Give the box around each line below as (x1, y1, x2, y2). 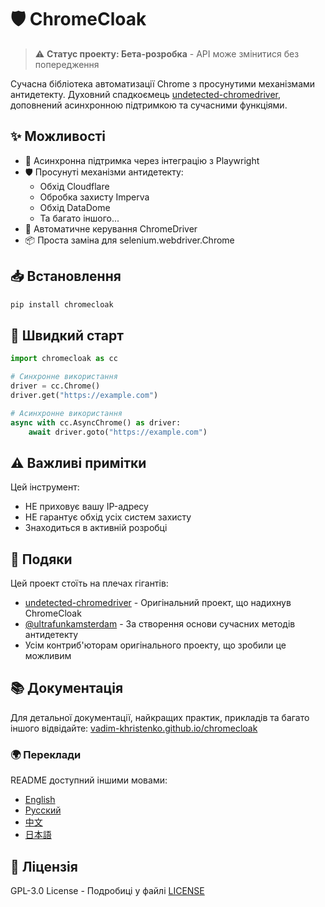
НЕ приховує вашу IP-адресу (24, 501, 149, 513)
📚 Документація (10, 680, 124, 697)
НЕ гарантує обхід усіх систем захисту (24, 511, 192, 523)
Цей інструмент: (10, 481, 80, 493)
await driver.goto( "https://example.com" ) (28, 427, 208, 437)
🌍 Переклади (10, 747, 82, 761)
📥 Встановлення (10, 268, 122, 285)
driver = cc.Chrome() (10, 381, 101, 391)
